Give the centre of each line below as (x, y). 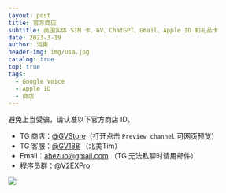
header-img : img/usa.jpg (49, 52)
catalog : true (31, 60)
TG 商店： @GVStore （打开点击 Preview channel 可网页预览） (119, 136)
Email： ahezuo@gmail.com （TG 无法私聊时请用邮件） (109, 156)
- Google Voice (40, 81)
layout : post (30, 15)
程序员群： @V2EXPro (55, 165)
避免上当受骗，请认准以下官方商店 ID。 (71, 120)
